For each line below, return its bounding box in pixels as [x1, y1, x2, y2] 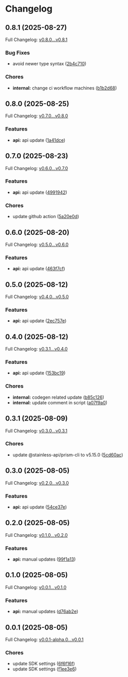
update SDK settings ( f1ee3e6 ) [12, 666, 77, 672]
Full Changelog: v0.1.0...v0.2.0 [5, 532, 68, 538]
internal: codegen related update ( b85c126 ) [12, 394, 105, 400]
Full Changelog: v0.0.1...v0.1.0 [5, 584, 67, 590]
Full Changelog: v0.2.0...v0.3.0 [5, 480, 69, 486]
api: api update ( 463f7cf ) [12, 266, 65, 272]
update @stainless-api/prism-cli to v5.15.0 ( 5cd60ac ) [12, 451, 123, 458]
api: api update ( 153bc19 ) [12, 370, 66, 376]
